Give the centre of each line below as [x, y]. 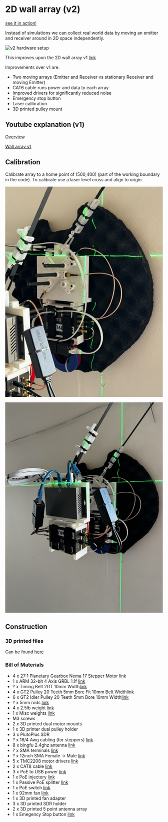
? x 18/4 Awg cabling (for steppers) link [53, 739]
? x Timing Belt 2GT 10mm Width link [49, 686]
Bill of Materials [24, 665]
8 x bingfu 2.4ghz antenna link [44, 745]
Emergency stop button [36, 98]
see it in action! [21, 23]
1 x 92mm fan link [30, 793]
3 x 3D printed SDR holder [39, 803]
